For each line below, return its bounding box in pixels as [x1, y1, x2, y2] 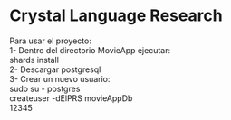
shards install [9, 54, 59, 65]
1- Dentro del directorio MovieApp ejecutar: [9, 44, 171, 55]
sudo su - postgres [9, 83, 81, 94]
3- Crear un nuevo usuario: [9, 73, 111, 84]
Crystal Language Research [9, 5, 224, 26]
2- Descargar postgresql [9, 64, 101, 75]
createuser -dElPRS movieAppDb [9, 92, 133, 104]
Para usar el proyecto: [9, 35, 92, 46]
